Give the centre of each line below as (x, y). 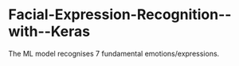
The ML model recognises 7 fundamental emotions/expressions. (114, 53)
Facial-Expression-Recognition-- (120, 15)
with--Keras (49, 31)
